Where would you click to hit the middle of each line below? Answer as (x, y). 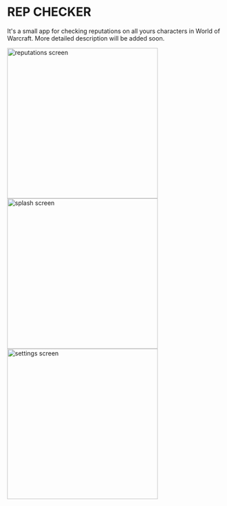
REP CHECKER (49, 12)
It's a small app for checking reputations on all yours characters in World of (113, 31)
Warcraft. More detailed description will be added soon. (86, 38)
